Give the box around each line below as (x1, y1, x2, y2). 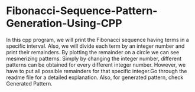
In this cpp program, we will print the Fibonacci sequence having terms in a (6, 36, 189, 43)
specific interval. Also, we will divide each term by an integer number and (6, 42, 185, 50)
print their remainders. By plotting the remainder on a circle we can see (6, 48, 180, 55)
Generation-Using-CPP (6, 17, 122, 30)
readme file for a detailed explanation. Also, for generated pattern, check (6, 74, 184, 81)
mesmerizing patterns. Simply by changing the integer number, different (6, 55, 182, 62)
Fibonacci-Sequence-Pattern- (6, 4, 158, 18)
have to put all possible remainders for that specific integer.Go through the (6, 67, 187, 74)
